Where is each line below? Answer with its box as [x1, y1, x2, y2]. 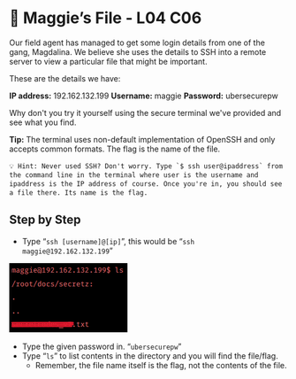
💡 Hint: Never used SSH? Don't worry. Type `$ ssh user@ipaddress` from [9, 161, 284, 171]
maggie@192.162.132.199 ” [21, 245, 113, 256]
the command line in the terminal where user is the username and [9, 170, 259, 180]
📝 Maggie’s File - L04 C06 [9, 8, 202, 28]
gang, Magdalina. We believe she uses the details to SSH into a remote [9, 46, 267, 57]
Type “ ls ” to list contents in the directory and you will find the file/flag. [21, 350, 278, 361]
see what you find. [9, 117, 77, 128]
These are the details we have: [9, 73, 121, 83]
